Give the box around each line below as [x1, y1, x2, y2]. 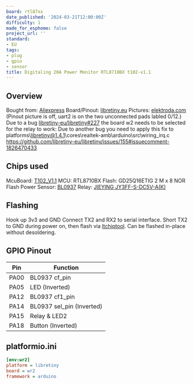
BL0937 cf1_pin [29, 292, 75, 301]
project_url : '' [6, 31, 46, 37]
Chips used [6, 161, 49, 171]
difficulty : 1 [6, 19, 41, 25]
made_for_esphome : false [6, 25, 67, 31]
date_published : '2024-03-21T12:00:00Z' [6, 14, 107, 20]
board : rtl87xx [6, 8, 44, 15]
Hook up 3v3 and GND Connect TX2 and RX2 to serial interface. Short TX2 [6, 216, 188, 223]
